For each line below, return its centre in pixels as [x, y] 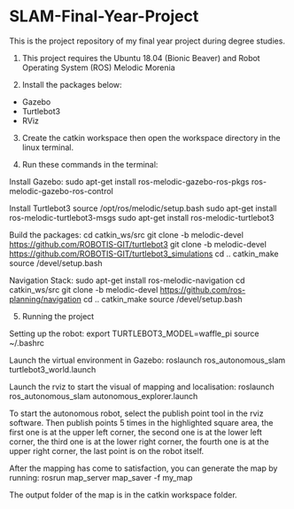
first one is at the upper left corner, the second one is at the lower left [136, 432]
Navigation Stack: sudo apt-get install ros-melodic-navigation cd [127, 280]
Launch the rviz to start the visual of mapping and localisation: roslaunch [142, 387]
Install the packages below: [72, 84]
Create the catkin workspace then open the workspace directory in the [151, 137]
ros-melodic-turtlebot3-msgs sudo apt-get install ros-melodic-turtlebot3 [142, 217]
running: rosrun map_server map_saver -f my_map [101, 477]
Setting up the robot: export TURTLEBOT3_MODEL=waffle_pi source [134, 333]
